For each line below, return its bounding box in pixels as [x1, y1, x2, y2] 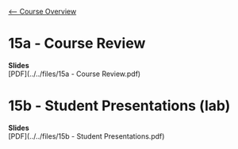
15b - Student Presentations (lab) [8, 97, 231, 115]
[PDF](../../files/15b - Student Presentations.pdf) [8, 131, 165, 141]
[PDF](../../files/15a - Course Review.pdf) [8, 69, 141, 78]
